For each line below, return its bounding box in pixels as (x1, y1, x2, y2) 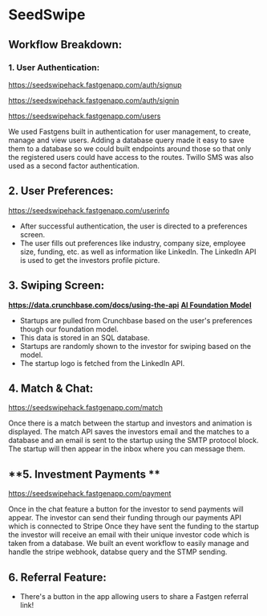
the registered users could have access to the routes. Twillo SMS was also (8, 152, 254, 162)
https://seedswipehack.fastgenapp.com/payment (8, 489, 172, 499)
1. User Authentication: (8, 62, 100, 73)
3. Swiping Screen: (8, 279, 105, 293)
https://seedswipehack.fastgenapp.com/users (8, 111, 161, 121)
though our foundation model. (19, 324, 119, 334)
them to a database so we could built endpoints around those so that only (8, 143, 252, 154)
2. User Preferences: (8, 184, 114, 198)
